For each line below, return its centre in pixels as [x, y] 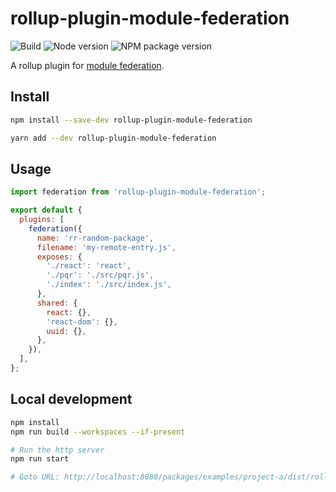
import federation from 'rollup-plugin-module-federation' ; [138, 192]
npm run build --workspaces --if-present [98, 432]
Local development [71, 399]
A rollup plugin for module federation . [87, 65]
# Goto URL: [35, 477]
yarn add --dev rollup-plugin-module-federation [113, 138]
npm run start [40, 459]
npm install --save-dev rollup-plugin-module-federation [131, 120]
